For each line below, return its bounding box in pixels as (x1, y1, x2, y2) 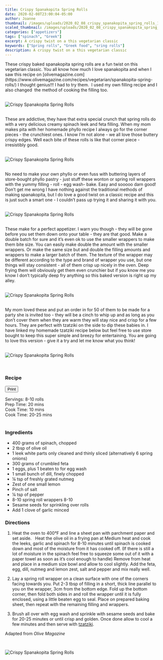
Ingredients (5, 429, 33, 436)
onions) (12, 456, 28, 461)
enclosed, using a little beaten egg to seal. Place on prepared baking (12, 596, 149, 602)
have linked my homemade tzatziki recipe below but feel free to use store (5, 327, 152, 333)
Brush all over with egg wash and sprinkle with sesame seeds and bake (12, 611, 155, 617)
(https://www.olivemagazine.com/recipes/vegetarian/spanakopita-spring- (5, 76, 153, 83)
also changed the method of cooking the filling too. (5, 87, 108, 93)
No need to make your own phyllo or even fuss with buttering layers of (5, 171, 146, 177)
